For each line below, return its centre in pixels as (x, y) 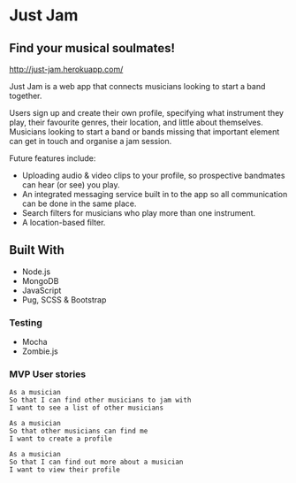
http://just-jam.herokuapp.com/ (66, 69)
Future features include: (53, 158)
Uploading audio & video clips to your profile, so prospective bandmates (153, 175)
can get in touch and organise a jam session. (91, 141)
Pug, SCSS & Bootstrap (64, 299)
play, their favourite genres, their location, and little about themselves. (136, 122)
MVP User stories (48, 374)
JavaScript (42, 290)
